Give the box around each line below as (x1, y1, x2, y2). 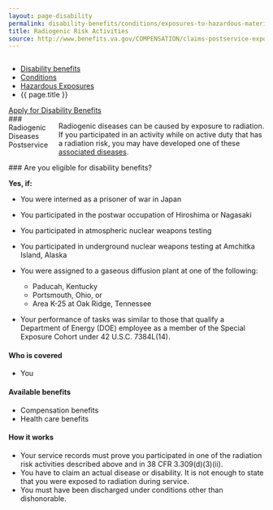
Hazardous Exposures (19, 81, 95, 91)
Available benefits (8, 387, 71, 397)
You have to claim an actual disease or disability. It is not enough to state (19, 468, 264, 478)
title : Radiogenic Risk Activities (8, 27, 129, 35)
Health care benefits (19, 413, 89, 423)
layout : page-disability (8, 11, 93, 20)
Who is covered (8, 350, 63, 360)
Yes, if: (8, 179, 32, 188)
